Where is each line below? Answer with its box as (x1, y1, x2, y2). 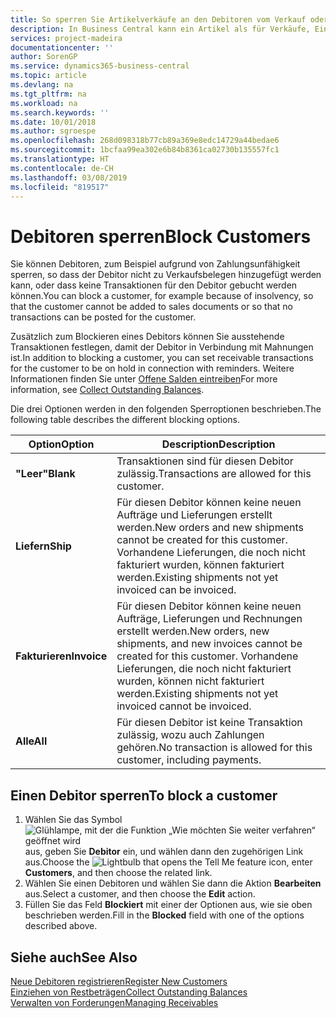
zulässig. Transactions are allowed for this (116, 467, 312, 481)
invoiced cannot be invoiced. (116, 699, 252, 713)
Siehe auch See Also (10, 949, 138, 966)
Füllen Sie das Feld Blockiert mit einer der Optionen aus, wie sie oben (24, 899, 313, 911)
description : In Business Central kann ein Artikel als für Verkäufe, (10, 24, 311, 34)
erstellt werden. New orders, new (116, 624, 270, 638)
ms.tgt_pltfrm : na (10, 89, 87, 99)
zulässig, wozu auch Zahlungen (116, 728, 265, 742)
